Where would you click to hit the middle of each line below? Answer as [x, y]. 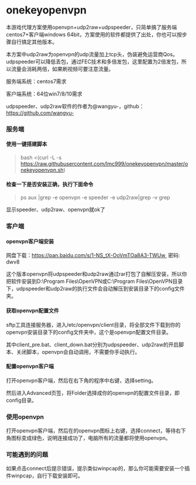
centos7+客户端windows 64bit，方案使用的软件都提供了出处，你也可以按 [94, 34]
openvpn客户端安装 [30, 241]
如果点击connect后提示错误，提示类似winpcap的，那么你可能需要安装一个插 [98, 469]
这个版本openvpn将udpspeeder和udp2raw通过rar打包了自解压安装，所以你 [97, 274]
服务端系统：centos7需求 [36, 81]
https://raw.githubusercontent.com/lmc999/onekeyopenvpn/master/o [104, 164]
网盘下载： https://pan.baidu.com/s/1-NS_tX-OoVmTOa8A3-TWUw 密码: [93, 255]
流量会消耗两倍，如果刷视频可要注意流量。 [62, 69]
